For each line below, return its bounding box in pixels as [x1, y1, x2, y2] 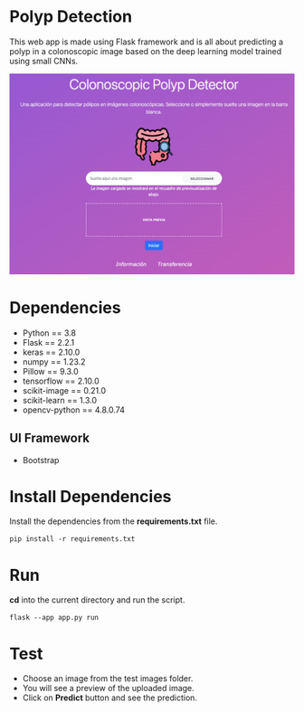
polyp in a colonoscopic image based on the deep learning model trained [9, 45, 282, 56]
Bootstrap [22, 454, 60, 465]
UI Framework [9, 431, 90, 446]
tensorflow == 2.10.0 [22, 375, 100, 386]
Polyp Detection [9, 6, 133, 27]
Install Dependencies [9, 486, 172, 507]
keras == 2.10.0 [22, 347, 81, 357]
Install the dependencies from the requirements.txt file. [9, 516, 218, 527]
